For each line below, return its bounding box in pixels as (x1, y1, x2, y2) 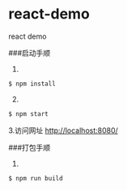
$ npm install (8, 80, 57, 88)
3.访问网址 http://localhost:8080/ (8, 126, 119, 135)
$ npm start (8, 109, 49, 118)
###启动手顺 (8, 47, 51, 57)
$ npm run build (8, 174, 63, 182)
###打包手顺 (8, 142, 51, 152)
